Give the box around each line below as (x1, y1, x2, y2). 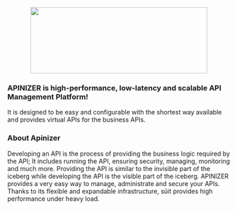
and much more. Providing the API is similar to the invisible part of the (7, 164, 211, 173)
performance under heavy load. (7, 194, 100, 203)
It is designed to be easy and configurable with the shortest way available (7, 108, 222, 117)
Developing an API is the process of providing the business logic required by (7, 149, 231, 158)
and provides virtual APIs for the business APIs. (7, 115, 146, 124)
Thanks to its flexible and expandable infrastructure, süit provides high (7, 187, 214, 195)
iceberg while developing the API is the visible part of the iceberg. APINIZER (7, 172, 229, 180)
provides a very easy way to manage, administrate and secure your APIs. (7, 179, 221, 187)
